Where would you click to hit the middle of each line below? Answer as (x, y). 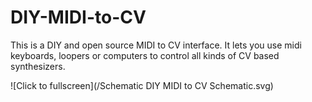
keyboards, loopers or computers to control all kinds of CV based (145, 55)
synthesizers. (38, 66)
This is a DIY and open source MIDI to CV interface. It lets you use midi (156, 45)
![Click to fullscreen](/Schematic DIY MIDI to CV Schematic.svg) (142, 85)
